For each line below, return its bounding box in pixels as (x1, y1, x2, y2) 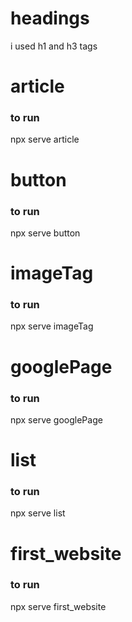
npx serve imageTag (10, 320, 94, 332)
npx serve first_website (10, 600, 107, 612)
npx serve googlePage (10, 413, 103, 426)
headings (10, 7, 90, 30)
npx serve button (10, 227, 81, 239)
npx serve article (10, 133, 80, 146)
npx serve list (10, 507, 66, 519)
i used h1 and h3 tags (10, 40, 98, 52)
